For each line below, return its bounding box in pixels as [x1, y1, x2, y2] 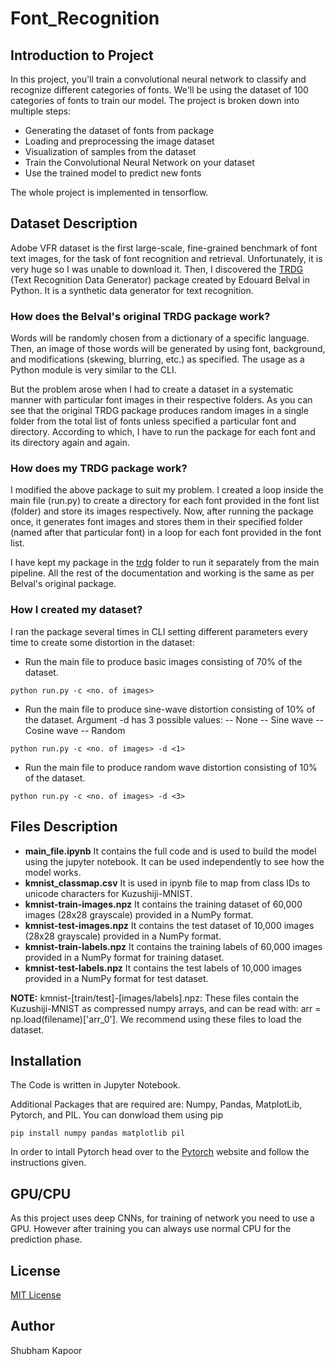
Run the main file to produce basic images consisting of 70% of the [24, 655, 303, 667]
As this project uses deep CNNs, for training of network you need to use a [10, 1212, 315, 1224]
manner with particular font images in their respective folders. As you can [10, 394, 313, 406]
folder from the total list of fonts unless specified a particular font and [10, 415, 297, 427]
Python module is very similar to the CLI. [10, 364, 177, 376]
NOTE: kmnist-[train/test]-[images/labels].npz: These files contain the [10, 992, 300, 1004]
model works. [24, 866, 82, 878]
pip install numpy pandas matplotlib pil [10, 1128, 186, 1139]
